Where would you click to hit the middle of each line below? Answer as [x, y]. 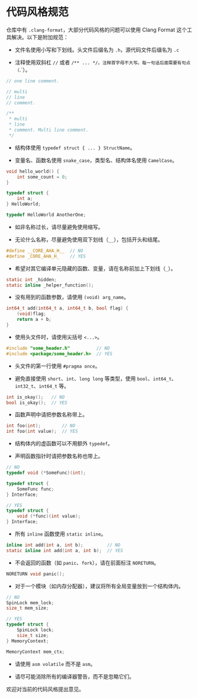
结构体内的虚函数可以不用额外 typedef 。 [64, 444]
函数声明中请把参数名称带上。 [51, 415]
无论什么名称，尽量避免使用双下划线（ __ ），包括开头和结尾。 [89, 239]
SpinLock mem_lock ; [30, 603]
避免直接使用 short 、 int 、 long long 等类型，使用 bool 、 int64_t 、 [96, 378]
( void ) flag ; [31, 314]
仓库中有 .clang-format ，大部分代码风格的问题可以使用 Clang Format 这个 [97, 30]
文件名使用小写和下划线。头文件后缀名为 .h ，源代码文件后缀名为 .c [97, 50]
